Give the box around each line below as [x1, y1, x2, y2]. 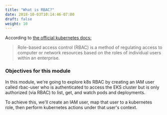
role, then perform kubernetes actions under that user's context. [5, 104, 138, 110]
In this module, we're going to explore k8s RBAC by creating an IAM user [5, 79, 155, 85]
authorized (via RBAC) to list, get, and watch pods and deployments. [5, 89, 146, 95]
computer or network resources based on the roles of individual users [17, 50, 161, 56]
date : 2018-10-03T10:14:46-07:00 [5, 12, 75, 17]
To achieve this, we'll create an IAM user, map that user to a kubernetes [5, 99, 153, 105]
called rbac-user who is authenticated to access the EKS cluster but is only [5, 84, 160, 90]
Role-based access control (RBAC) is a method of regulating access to [17, 44, 163, 50]
